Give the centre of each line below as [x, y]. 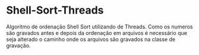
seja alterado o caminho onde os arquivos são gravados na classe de [91, 39]
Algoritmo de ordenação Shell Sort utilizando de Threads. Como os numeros [99, 27]
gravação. [18, 46]
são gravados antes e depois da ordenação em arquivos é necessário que [97, 33]
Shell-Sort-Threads [55, 10]
